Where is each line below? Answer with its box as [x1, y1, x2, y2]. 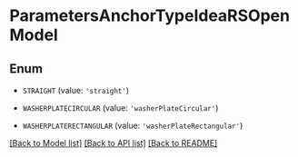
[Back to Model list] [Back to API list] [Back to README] [9, 138, 218, 148]
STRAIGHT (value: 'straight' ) [22, 85, 130, 95]
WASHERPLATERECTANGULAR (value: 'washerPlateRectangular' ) [22, 120, 243, 131]
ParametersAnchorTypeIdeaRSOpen [9, 5, 291, 26]
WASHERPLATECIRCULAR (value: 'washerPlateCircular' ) [22, 103, 219, 113]
